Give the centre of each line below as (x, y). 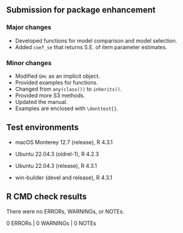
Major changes (29, 27)
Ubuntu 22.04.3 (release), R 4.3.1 (56, 165)
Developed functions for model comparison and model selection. (96, 40)
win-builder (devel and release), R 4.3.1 (64, 177)
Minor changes (29, 63)
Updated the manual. (41, 102)
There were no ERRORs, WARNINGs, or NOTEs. (65, 211)
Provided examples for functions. (56, 82)
